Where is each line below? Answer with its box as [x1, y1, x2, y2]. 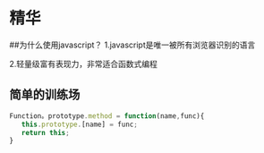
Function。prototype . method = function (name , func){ [9, 111, 205, 121]
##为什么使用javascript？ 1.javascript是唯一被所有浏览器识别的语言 [9, 39, 256, 50]
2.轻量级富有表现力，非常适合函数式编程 [9, 58, 158, 69]
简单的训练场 [9, 87, 81, 103]
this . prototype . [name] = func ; [21, 120, 139, 129]
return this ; [21, 128, 70, 137]
